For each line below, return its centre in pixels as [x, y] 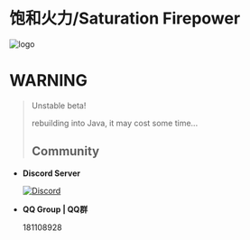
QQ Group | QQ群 [55, 209]
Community [65, 151]
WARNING [48, 81]
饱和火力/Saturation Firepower [125, 18]
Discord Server [51, 173]
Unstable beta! [59, 106]
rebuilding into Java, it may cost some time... [115, 123]
